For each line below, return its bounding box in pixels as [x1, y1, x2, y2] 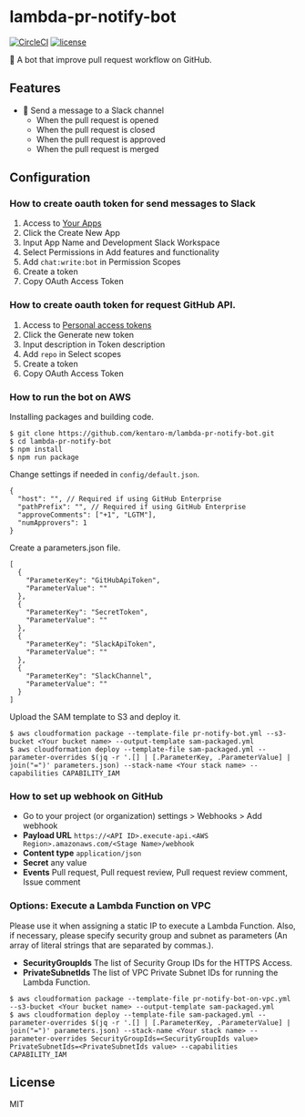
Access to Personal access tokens [22, 319, 152, 330]
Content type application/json [22, 847, 142, 858]
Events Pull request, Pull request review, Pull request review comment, [22, 867, 289, 878]
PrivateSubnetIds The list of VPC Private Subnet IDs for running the [22, 967, 279, 978]
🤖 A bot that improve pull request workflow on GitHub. [9, 54, 212, 65]
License [9, 1075, 56, 1091]
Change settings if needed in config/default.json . [9, 469, 200, 480]
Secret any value [22, 857, 87, 868]
